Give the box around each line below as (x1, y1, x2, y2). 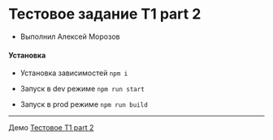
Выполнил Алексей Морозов (19, 32, 120, 41)
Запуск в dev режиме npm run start (19, 84, 145, 94)
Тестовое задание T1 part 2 (8, 5, 201, 23)
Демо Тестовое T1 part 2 (8, 123, 94, 133)
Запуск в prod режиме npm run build (19, 100, 148, 109)
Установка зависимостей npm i (19, 68, 128, 78)
